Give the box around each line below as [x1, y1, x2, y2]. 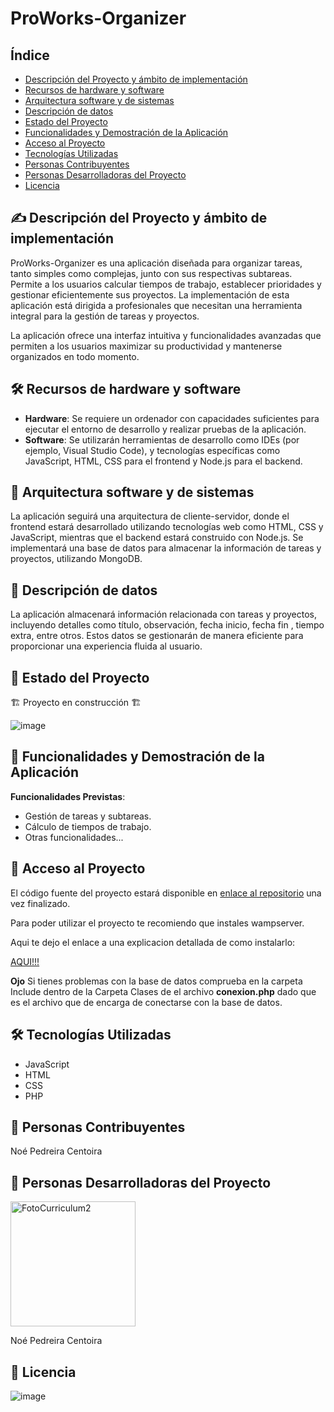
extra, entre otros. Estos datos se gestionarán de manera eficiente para [10, 630, 304, 642]
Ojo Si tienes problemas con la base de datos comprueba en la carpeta [10, 975, 303, 987]
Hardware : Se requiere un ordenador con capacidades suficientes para [24, 412, 320, 424]
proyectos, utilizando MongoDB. [10, 553, 143, 565]
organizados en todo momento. [10, 350, 140, 362]
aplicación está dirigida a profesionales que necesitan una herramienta [10, 299, 303, 311]
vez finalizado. [10, 897, 71, 909]
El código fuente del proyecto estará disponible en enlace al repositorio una [10, 887, 322, 899]
